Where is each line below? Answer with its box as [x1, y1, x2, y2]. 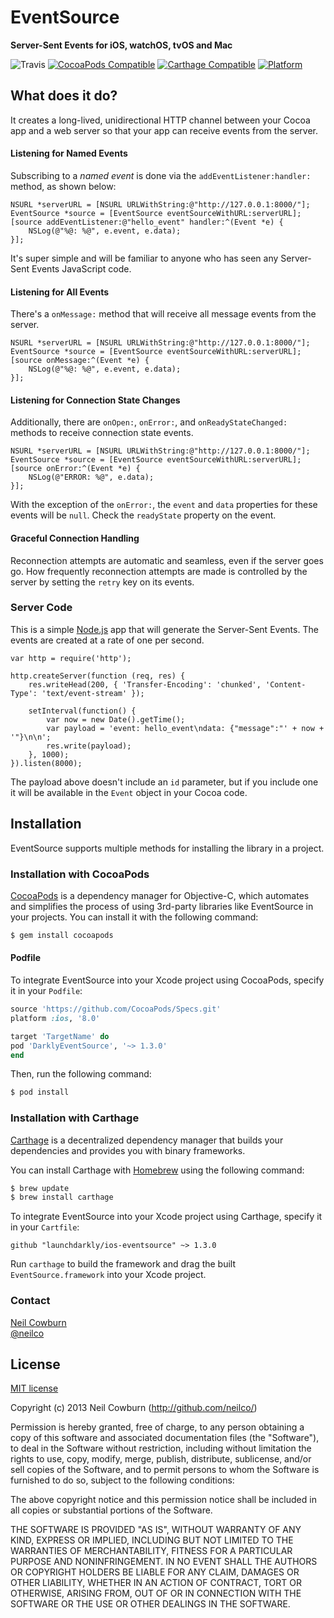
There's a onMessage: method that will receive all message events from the [10, 308, 317, 320]
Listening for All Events [10, 286, 110, 298]
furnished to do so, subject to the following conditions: [10, 1474, 235, 1486]
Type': [10, 688, 38, 698]
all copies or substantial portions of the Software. [10, 1504, 213, 1516]
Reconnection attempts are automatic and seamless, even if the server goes [10, 554, 324, 566]
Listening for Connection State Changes [10, 394, 181, 406]
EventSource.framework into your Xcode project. [10, 1269, 207, 1281]
